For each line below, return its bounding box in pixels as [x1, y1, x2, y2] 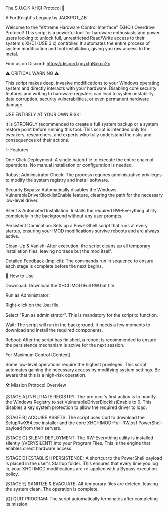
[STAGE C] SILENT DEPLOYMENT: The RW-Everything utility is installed [5, 435, 153, 441]
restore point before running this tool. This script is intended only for [5, 126, 147, 132]
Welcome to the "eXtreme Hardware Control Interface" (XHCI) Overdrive [5, 24, 155, 30]
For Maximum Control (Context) [5, 352, 71, 358]
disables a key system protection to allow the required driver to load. [5, 404, 147, 411]
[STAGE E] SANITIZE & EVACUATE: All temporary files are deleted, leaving [5, 481, 158, 487]
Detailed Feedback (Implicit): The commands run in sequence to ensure [5, 258, 154, 264]
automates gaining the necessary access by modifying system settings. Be [5, 367, 160, 373]
